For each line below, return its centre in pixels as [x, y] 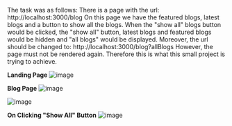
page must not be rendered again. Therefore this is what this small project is [116, 54]
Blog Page [22, 88]
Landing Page [27, 75]
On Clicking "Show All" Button [52, 115]
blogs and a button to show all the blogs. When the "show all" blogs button [114, 25]
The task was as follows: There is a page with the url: [83, 10]
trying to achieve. [32, 61]
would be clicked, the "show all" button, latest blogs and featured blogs [109, 32]
